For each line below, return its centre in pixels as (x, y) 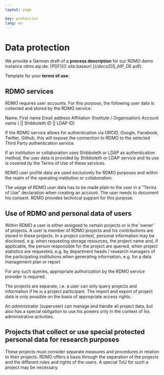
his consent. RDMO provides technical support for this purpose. (69, 198)
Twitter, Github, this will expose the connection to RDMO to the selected (78, 138)
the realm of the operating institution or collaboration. (59, 178)
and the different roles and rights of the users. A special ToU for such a (77, 362)
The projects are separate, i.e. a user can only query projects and (71, 286)
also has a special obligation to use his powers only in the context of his (78, 311)
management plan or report (33, 262)
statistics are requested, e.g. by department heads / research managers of (80, 251)
